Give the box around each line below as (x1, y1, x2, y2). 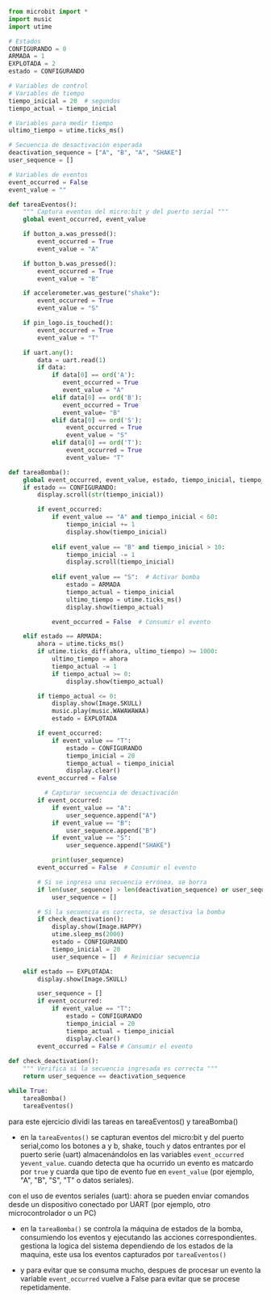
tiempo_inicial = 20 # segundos (8, 97, 121, 105)
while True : (8, 1087, 48, 1095)
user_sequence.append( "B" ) (65, 826, 157, 834)
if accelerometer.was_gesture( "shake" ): (23, 289, 161, 298)
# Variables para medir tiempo (8, 119, 114, 127)
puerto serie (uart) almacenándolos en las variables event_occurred (19, 1149, 244, 1159)
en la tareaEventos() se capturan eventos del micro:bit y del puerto (19, 1132, 244, 1142)
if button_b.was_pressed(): (23, 260, 117, 268)
